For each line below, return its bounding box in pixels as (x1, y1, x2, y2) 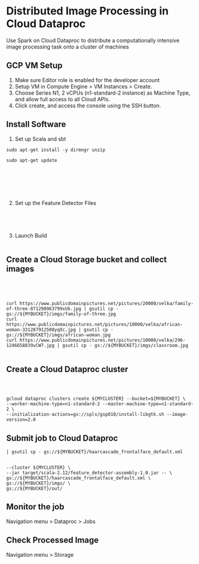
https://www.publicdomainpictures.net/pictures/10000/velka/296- (19, 337, 186, 343)
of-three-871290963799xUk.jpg (6, 306, 82, 312)
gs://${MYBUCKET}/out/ (6, 485, 63, 491)
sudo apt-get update (6, 157, 58, 163)
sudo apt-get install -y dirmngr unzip (6, 147, 106, 153)
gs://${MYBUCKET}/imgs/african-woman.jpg (6, 332, 111, 338)
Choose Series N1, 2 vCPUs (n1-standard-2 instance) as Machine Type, (14, 89, 191, 96)
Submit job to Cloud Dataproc (6, 433, 118, 443)
